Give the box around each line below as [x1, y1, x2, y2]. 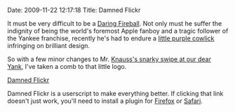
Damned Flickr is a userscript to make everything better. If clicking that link [7, 90, 224, 97]
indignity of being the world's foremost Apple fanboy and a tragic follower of [7, 27, 229, 35]
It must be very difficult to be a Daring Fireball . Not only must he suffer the [7, 19, 222, 27]
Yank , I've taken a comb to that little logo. [7, 63, 127, 70]
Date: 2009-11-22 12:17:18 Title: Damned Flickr [7, 6, 141, 14]
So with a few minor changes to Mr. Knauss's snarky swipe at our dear [7, 55, 212, 63]
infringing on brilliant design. [7, 42, 90, 49]
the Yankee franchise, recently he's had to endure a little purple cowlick [7, 34, 215, 42]
